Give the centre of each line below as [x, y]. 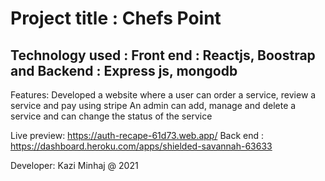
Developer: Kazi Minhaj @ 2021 [74, 165]
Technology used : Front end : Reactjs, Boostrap [163, 55]
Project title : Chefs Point [116, 18]
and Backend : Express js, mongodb [124, 70]
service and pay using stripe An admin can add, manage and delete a [153, 105]
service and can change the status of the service [111, 116]
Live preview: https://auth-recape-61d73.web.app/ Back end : [137, 135]
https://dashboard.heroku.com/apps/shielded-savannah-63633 [141, 146]
